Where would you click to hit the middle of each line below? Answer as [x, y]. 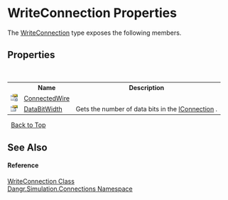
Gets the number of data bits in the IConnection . [147, 109]
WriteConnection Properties [92, 13]
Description [147, 88]
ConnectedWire [47, 98]
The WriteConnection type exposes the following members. [94, 33]
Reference [23, 165]
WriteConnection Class [41, 181]
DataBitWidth [43, 109]
